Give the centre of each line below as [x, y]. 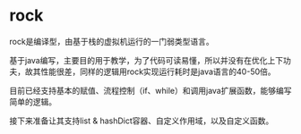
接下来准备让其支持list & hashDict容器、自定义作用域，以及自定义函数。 [142, 121]
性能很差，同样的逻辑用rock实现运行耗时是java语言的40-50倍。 [158, 71]
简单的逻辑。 [33, 101]
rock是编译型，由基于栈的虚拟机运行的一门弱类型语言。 [112, 41]
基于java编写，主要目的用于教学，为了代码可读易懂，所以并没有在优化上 [142, 60]
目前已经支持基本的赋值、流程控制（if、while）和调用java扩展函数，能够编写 [150, 90]
